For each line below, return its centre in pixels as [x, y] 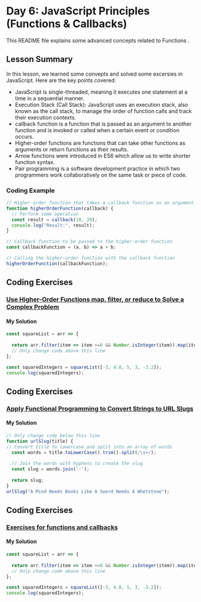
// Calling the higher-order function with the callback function [91, 258]
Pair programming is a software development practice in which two [98, 168]
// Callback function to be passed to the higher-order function [89, 242]
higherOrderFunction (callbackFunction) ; [57, 263]
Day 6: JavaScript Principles [78, 11]
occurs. [24, 136]
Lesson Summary [39, 59]
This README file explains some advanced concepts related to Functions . [98, 40]
